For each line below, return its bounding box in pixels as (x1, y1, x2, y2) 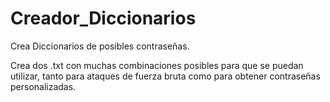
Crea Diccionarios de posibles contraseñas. (10, 40, 190, 52)
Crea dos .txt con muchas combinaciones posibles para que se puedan (10, 59, 304, 71)
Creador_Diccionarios (10, 7, 197, 30)
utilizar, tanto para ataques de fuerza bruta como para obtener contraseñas (10, 70, 321, 82)
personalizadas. (10, 80, 77, 92)
